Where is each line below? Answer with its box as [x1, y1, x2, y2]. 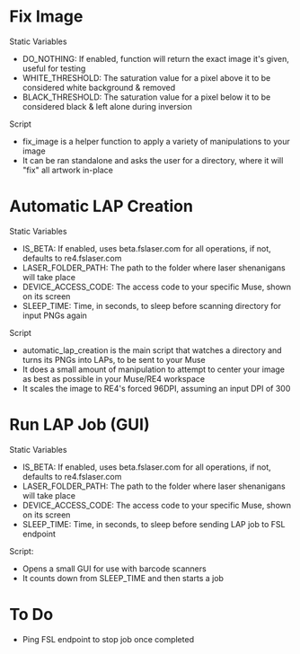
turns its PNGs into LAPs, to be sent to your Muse [22, 354, 206, 365]
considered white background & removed [22, 82, 176, 93]
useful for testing [22, 63, 86, 74]
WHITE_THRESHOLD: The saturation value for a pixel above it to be [22, 72, 271, 83]
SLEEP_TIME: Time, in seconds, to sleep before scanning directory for [22, 300, 281, 311]
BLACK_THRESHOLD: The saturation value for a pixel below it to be [22, 92, 271, 102]
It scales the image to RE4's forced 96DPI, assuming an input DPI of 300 [22, 383, 291, 393]
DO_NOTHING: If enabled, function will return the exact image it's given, [22, 53, 289, 64]
